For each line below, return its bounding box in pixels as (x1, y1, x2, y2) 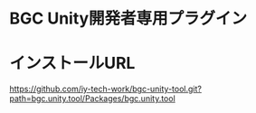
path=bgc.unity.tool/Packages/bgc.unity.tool (9, 93, 176, 104)
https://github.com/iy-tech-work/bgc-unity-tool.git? (9, 83, 202, 95)
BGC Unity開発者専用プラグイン (9, 8, 248, 29)
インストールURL (9, 53, 136, 73)
